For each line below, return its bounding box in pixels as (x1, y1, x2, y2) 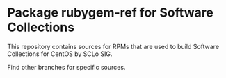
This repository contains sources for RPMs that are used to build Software (7, 42, 220, 50)
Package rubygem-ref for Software (7, 5, 214, 21)
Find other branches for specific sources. (7, 63, 126, 71)
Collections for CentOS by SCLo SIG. (7, 50, 113, 58)
